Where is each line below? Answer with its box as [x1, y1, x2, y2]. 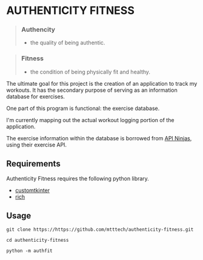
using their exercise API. [6, 141, 67, 148]
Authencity [21, 26, 56, 34]
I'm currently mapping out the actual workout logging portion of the [6, 116, 175, 123]
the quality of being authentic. [30, 39, 105, 46]
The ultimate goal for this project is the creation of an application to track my [6, 80, 198, 87]
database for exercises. [6, 92, 65, 100]
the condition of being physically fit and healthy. [30, 68, 150, 75]
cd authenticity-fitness [6, 238, 69, 244]
